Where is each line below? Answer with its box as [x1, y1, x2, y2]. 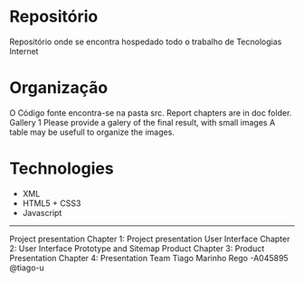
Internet [9, 45, 39, 56]
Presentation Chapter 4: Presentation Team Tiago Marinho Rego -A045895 [9, 252, 289, 263]
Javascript [22, 207, 62, 218]
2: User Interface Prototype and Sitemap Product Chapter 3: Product [9, 242, 265, 254]
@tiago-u [9, 262, 45, 273]
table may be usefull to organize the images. [9, 127, 175, 137]
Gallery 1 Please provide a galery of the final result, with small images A [9, 117, 276, 127]
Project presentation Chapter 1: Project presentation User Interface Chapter [9, 233, 290, 244]
